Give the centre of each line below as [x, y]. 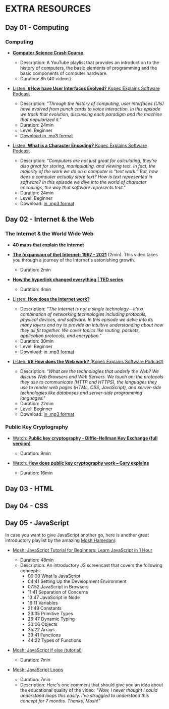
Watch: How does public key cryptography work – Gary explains [81, 463]
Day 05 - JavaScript [37, 523]
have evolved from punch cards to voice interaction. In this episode [90, 108]
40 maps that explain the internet [48, 245]
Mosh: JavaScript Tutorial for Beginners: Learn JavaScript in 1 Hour [82, 550]
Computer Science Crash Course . [48, 52]
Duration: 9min [36, 453]
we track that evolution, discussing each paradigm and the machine [91, 114]
